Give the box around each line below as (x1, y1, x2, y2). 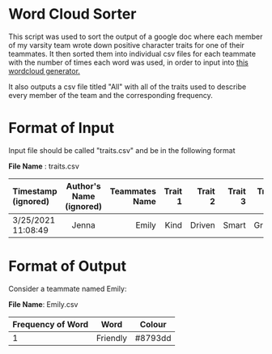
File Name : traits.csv (8, 161, 79, 171)
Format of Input (8, 119, 115, 138)
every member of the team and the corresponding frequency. (8, 90, 213, 100)
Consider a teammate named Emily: (8, 284, 127, 293)
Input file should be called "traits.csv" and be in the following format (8, 145, 236, 155)
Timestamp (12, 186, 58, 197)
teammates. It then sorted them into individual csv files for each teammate (8, 49, 257, 58)
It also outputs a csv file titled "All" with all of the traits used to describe (8, 82, 247, 92)
